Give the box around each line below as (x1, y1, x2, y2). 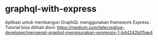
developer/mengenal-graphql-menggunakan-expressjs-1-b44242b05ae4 (5, 29, 153, 35)
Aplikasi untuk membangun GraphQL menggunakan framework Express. (5, 19, 150, 25)
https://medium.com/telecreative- (57, 24, 125, 30)
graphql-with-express (5, 3, 97, 14)
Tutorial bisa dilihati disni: (5, 24, 56, 30)
